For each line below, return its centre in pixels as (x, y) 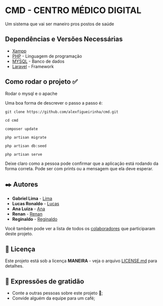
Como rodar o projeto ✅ (41, 82)
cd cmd (12, 120)
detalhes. (14, 266)
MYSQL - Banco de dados (38, 61)
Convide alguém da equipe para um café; (54, 298)
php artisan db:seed (26, 146)
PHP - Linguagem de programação (47, 56)
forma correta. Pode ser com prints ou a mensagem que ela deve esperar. (79, 168)
